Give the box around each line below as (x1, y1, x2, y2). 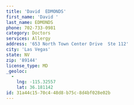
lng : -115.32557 (16, 79, 57, 85)
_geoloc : (6, 68, 27, 74)
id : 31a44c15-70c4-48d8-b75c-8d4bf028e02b (6, 90, 111, 96)
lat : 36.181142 (16, 85, 54, 90)
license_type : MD (6, 62, 48, 69)
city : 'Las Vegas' (6, 47, 51, 52)
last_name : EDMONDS (6, 19, 54, 25)
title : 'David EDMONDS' (6, 8, 66, 15)
